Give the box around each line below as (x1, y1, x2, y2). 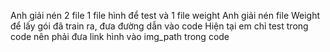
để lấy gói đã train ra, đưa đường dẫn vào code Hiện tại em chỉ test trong (10, 20, 309, 32)
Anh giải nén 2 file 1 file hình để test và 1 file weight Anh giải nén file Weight (10, 10, 321, 21)
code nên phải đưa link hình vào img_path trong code (10, 31, 230, 42)
